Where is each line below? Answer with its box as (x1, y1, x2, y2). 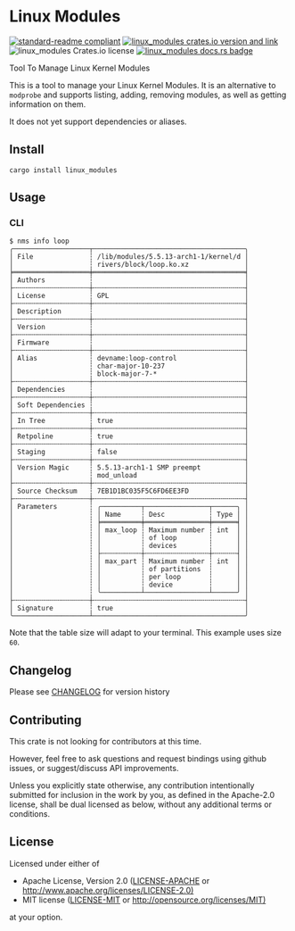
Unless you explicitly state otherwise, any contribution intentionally (9, 780, 255, 791)
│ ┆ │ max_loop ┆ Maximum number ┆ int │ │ (9, 526, 250, 535)
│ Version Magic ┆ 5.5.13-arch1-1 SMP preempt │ (9, 463, 250, 472)
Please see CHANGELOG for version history (9, 686, 170, 697)
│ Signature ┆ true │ (9, 604, 250, 613)
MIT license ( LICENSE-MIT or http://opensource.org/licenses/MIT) (21, 894, 266, 905)
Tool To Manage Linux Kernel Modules (9, 62, 151, 73)
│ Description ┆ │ (9, 307, 250, 316)
